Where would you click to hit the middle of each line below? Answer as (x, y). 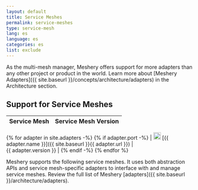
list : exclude (24, 50)
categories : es (25, 45)
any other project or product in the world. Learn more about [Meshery (92, 73)
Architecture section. (32, 86)
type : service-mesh (30, 28)
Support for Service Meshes (59, 104)
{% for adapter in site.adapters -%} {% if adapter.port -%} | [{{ (87, 137)
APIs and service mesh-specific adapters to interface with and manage (93, 168)
